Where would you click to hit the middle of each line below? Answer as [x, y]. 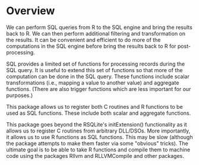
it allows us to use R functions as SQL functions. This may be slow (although [99, 137]
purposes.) [20, 95]
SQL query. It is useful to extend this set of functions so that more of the [94, 70]
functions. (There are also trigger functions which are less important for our [99, 89]
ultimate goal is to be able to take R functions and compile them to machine [98, 150]
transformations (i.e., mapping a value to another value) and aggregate [93, 82]
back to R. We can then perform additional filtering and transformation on [96, 33]
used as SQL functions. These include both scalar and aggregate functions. [99, 113]
